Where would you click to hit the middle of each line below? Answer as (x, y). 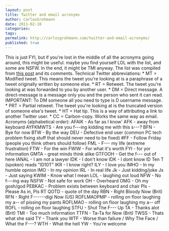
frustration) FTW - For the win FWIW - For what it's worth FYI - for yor (78, 148)
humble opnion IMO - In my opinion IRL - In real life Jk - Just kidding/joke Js (84, 170)
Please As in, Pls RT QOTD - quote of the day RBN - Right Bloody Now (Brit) (84, 191)
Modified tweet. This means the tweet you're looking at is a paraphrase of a (84, 78)
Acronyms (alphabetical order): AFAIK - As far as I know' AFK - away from (82, 121)
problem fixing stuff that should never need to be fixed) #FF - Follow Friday (83, 137)
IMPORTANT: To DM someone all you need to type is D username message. (84, 100)
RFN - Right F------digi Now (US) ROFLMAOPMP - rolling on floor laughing (83, 197)
